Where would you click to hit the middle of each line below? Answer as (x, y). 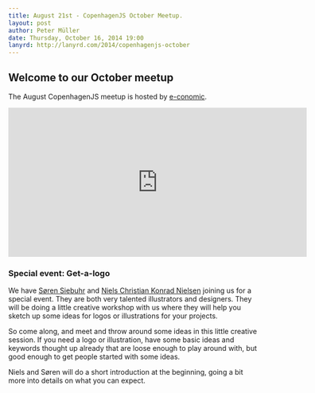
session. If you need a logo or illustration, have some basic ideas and (121, 340)
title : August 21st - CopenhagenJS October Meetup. (95, 16)
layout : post (30, 23)
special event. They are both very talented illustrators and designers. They (130, 299)
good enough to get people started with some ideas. (94, 357)
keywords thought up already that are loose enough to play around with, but (132, 348)
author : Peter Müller (44, 30)
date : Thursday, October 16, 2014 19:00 (76, 38)
